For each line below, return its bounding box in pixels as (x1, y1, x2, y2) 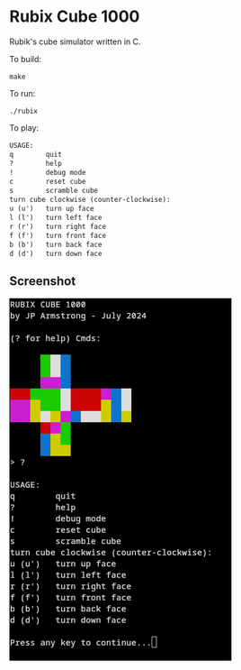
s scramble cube (9, 186, 99, 195)
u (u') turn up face (9, 204, 94, 213)
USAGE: (9, 141, 34, 150)
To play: (9, 122, 39, 133)
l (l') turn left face (9, 213, 103, 222)
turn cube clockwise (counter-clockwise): (9, 195, 171, 204)
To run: (9, 87, 36, 98)
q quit (9, 150, 63, 159)
